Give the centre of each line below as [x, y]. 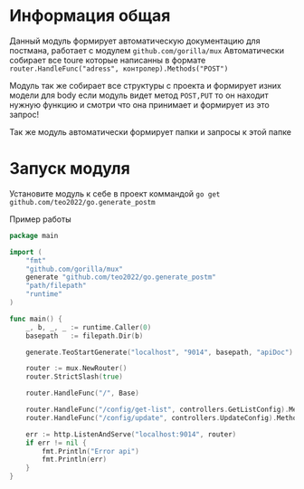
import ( [26, 252]
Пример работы [40, 219]
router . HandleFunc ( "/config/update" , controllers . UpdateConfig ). [152, 417]
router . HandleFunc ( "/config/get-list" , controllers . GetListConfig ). [157, 409]
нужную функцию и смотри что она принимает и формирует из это [139, 104]
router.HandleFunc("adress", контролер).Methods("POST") [119, 69]
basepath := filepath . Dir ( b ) [85, 336]
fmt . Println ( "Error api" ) [91, 451]
